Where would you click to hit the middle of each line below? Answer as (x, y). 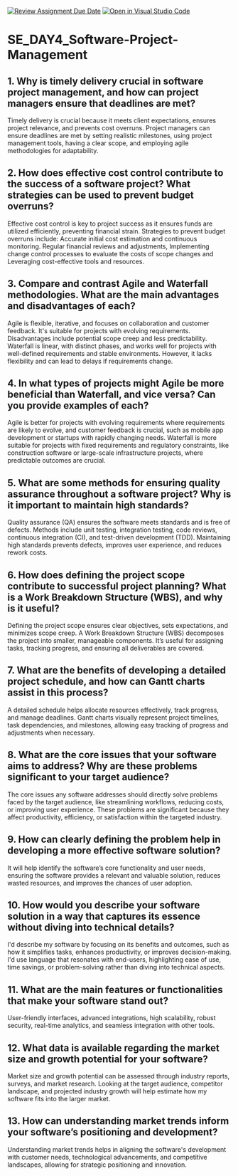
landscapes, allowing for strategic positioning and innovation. (97, 1165)
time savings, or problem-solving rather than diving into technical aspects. (116, 967)
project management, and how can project (103, 92)
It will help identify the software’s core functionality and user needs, (107, 868)
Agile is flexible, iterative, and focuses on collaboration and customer (108, 323)
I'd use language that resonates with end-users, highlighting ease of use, (114, 960)
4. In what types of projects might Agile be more (116, 383)
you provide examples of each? (78, 406)
